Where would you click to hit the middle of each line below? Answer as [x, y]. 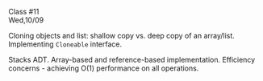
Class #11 [24, 12]
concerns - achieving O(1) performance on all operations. [104, 68]
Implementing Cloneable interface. [65, 44]
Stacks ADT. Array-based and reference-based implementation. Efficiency [132, 60]
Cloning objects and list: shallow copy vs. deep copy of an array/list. [122, 36]
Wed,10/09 [26, 20]
